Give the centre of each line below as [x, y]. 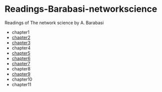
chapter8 [21, 69]
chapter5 [21, 53]
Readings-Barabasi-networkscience [81, 9]
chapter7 [21, 63]
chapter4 [21, 48]
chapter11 [21, 84]
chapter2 [21, 37]
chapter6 [21, 58]
